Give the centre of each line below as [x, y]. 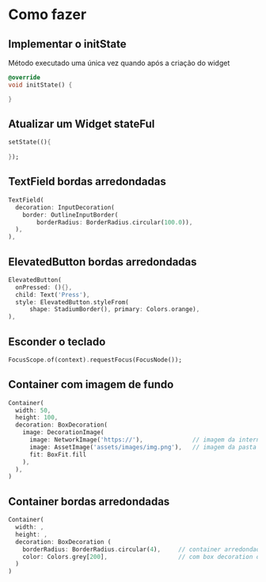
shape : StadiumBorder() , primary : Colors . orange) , [114, 310]
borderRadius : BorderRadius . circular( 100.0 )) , [115, 222]
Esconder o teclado [57, 342]
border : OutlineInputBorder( [70, 215]
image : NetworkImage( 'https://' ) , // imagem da [132, 440]
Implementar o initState [67, 44]
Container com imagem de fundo [91, 385]
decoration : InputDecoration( [65, 207]
